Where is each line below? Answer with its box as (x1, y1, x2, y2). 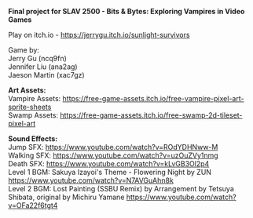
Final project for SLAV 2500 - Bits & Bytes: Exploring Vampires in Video (8, 7, 245, 16)
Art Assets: (8, 85, 46, 95)
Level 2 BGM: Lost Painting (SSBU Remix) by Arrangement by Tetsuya (8, 184, 234, 193)
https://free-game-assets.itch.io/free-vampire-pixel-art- (62, 94, 244, 103)
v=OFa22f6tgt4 (8, 201, 58, 210)
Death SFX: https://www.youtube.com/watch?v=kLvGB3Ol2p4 (8, 159, 210, 168)
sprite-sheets (8, 102, 52, 111)
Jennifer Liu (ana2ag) (8, 62, 78, 71)
